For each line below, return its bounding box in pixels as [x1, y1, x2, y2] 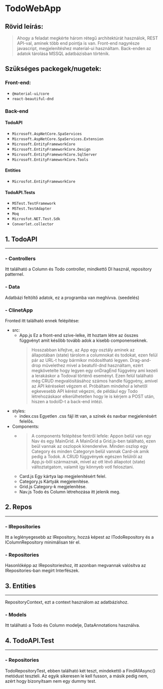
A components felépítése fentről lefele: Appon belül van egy [31, 433, 151, 439]
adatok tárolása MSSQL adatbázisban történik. [16, 51, 110, 56]
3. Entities [5, 582, 36, 590]
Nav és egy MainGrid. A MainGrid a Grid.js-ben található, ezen [31, 438, 156, 444]
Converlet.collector [12, 222, 54, 227]
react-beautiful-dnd [12, 96, 54, 101]
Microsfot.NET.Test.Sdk [12, 217, 61, 222]
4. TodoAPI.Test [5, 636, 54, 645]
